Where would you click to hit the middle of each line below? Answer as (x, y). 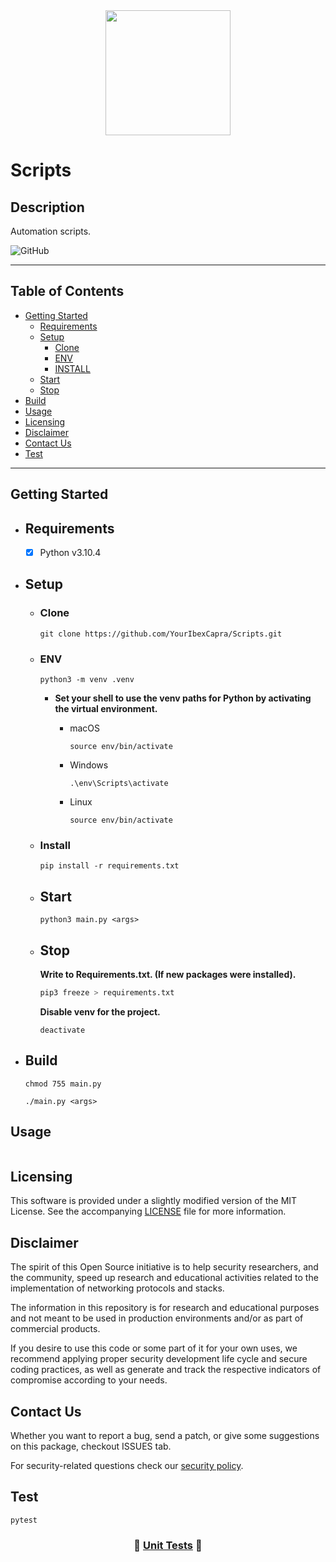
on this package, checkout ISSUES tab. (91, 1446)
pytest (24, 1520)
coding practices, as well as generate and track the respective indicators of (166, 1370)
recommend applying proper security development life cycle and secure (159, 1359)
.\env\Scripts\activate (119, 784)
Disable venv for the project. (100, 1011)
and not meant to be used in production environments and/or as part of (157, 1318)
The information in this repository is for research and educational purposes (165, 1308)
